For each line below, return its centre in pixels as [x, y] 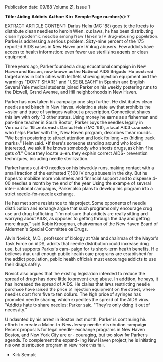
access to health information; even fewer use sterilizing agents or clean [77, 52]
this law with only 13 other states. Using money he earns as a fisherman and [81, 117]
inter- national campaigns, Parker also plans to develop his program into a [79, 189]
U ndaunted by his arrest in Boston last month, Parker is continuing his [75, 319]
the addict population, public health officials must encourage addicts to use [81, 259]
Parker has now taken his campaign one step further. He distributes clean [79, 101]
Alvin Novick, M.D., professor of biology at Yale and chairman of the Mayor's [82, 238]
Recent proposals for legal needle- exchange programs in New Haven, [75, 330]
